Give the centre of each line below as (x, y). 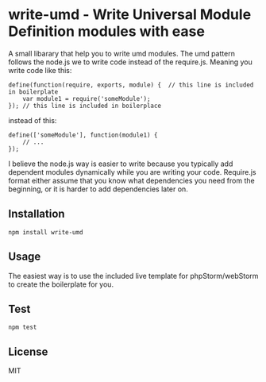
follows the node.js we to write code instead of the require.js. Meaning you (130, 62)
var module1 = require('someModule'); (87, 98)
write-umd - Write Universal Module (130, 15)
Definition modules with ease (106, 31)
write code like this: (40, 70)
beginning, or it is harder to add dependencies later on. (98, 189)
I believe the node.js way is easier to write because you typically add (121, 164)
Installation (37, 214)
